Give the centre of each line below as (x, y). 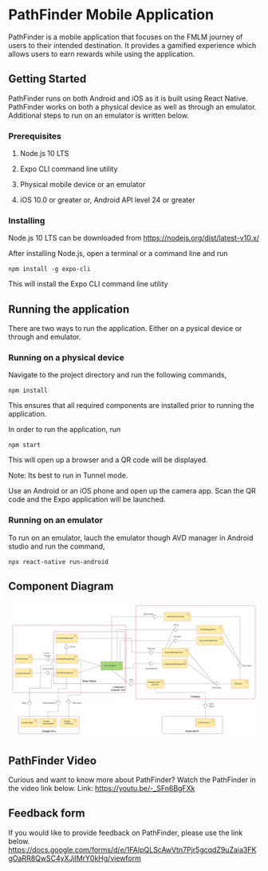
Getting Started (47, 79)
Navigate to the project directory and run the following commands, (118, 375)
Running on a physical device (67, 358)
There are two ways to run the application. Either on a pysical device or (125, 329)
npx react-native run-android (59, 561)
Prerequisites (35, 136)
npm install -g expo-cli (49, 270)
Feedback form (47, 813)
